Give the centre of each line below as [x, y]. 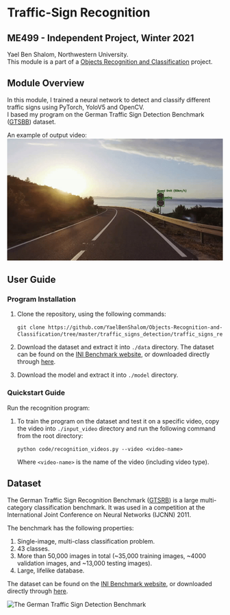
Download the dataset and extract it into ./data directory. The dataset [115, 347]
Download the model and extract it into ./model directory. [98, 375]
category [20, 507]
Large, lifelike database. [51, 570]
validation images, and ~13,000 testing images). [85, 563]
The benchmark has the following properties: [71, 528]
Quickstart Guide [36, 393]
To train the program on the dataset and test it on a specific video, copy [118, 421]
